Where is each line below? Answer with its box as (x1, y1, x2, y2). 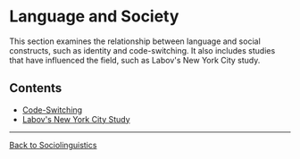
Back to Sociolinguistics (9, 139, 97, 150)
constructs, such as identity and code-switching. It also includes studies (9, 45, 276, 55)
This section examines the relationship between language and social (9, 36, 261, 46)
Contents (9, 80, 62, 96)
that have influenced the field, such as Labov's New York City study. (9, 54, 261, 65)
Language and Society (9, 6, 179, 27)
